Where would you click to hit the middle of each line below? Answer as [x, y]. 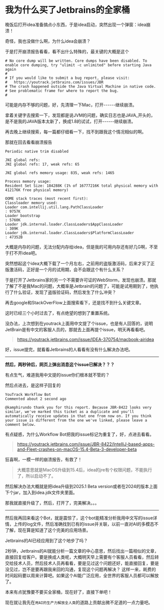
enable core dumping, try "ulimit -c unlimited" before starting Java [78, 65]
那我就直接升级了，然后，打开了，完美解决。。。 [52, 503]
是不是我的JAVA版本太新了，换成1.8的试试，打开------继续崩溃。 [70, 121]
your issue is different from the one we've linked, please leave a [76, 420]
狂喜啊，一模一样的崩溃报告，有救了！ [43, 459]
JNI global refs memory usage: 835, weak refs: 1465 [60, 173]
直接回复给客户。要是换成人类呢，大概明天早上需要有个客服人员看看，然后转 [82, 557]
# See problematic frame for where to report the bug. [62, 91]
